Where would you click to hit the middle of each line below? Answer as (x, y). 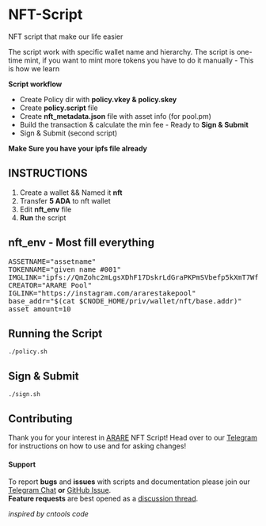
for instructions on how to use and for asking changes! (97, 446)
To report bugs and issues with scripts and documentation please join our (129, 482)
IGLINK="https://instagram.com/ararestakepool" (102, 293)
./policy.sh (28, 352)
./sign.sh (25, 394)
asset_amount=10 (40, 309)
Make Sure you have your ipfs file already (78, 148)
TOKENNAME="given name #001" (65, 269)
